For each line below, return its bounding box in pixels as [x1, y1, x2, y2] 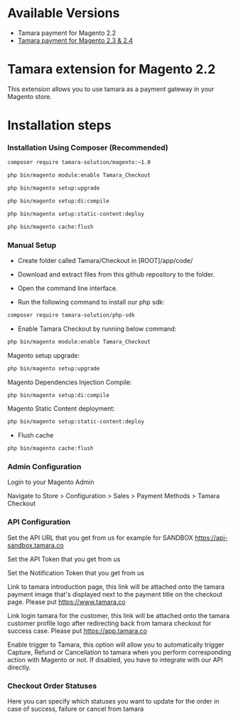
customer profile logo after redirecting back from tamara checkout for [7, 619, 212, 627]
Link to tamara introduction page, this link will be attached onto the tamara [7, 582, 225, 591]
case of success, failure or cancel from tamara [7, 704, 144, 714]
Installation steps [7, 118, 112, 133]
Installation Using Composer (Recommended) [7, 143, 168, 153]
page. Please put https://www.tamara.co [7, 597, 126, 606]
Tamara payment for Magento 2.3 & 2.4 [17, 36, 134, 44]
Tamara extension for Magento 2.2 [7, 61, 216, 78]
